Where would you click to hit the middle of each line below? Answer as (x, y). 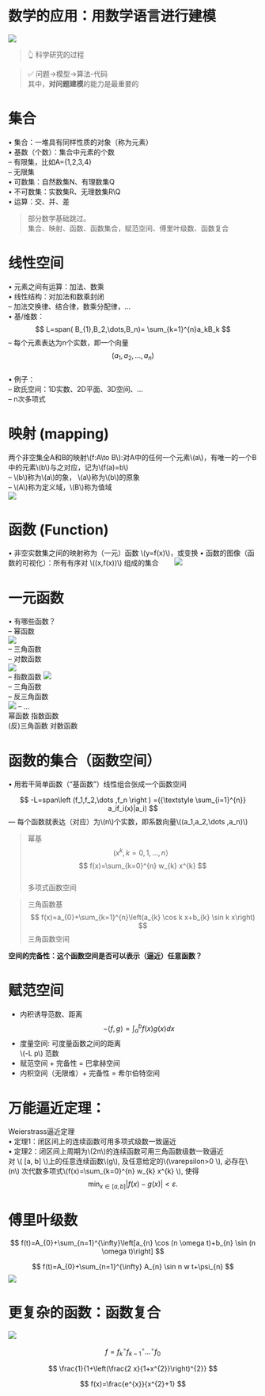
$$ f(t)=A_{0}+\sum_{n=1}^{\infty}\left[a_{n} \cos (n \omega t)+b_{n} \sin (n (133, 1243)
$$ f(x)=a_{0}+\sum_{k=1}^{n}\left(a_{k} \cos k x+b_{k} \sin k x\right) (143, 917)
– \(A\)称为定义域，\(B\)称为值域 (60, 487)
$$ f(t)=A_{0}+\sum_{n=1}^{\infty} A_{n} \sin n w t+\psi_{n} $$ (133, 1267)
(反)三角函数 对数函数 (43, 726)
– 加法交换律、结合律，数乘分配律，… (70, 306)
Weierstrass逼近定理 (42, 1132)
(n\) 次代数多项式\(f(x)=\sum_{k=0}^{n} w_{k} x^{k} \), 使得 (104, 1171)
